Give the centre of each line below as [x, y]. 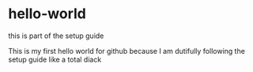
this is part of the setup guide [56, 36]
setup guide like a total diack [55, 59]
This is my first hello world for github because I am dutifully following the [126, 51]
